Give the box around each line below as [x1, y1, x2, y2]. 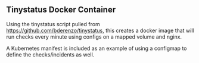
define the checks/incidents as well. [6, 51, 95, 58]
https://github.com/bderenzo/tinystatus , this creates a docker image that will [6, 27, 194, 34]
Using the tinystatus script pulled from [6, 20, 100, 27]
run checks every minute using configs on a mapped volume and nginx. [6, 33, 182, 40]
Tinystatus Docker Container [6, 5, 116, 15]
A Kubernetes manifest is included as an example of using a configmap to [6, 45, 187, 52]
